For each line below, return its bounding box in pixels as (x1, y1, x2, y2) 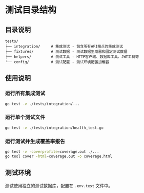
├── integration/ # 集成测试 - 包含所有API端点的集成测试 (5, 44, 123, 49)
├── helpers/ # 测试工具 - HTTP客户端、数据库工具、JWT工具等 (5, 54, 139, 59)
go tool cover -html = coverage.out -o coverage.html (5, 154, 112, 159)
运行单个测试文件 (5, 114, 45, 121)
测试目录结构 (5, 4, 57, 16)
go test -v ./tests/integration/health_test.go (5, 125, 104, 130)
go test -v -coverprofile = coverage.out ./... (5, 149, 99, 154)
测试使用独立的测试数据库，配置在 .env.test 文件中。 (5, 182, 113, 189)
